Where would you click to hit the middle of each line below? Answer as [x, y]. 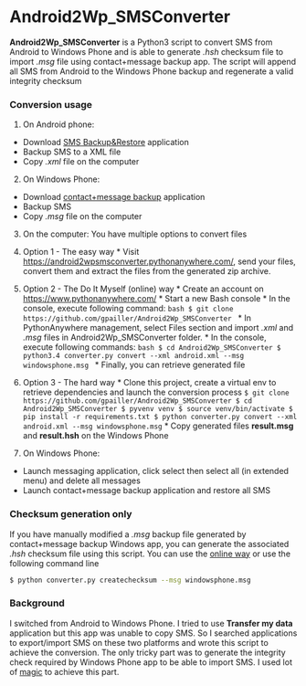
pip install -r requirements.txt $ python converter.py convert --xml [160, 417]
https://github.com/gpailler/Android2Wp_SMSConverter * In [137, 318]
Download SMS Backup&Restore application [106, 142]
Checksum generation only [71, 514]
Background [37, 603]
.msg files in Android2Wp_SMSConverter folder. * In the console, [144, 338]
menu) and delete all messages [82, 480]
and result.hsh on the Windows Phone [95, 436]
